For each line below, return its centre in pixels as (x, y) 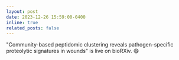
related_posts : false (33, 28)
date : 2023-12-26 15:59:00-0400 (46, 17)
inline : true (22, 22)
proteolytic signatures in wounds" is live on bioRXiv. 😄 (73, 51)
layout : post (22, 11)
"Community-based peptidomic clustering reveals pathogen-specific (90, 45)
